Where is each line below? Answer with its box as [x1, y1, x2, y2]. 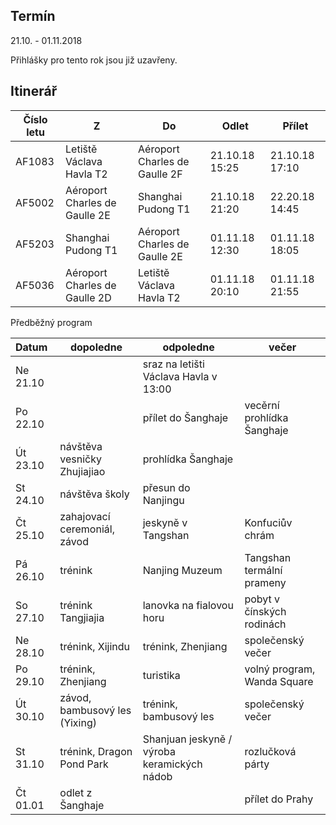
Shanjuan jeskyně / [142, 732, 233, 746]
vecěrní [244, 398, 280, 412]
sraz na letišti [142, 357, 205, 371]
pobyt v [244, 592, 281, 606]
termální [244, 563, 283, 577]
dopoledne [69, 340, 123, 354]
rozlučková [244, 744, 297, 758]
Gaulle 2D [65, 290, 112, 304]
